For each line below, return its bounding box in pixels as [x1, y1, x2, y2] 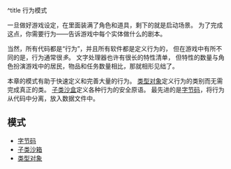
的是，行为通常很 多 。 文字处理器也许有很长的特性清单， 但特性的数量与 [13, 53, 218, 61]
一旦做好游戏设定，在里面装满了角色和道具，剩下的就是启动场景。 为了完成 [7, 21, 223, 29]
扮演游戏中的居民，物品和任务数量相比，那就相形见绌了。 [13, 62, 179, 70]
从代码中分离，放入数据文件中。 [7, 94, 99, 103]
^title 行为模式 [7, 6, 47, 14]
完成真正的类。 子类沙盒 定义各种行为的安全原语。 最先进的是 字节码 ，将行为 [7, 86, 225, 94]
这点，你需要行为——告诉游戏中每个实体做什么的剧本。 [7, 30, 166, 38]
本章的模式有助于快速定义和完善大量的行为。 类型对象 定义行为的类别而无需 [7, 77, 223, 85]
